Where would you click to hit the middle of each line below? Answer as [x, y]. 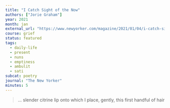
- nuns [17, 57]
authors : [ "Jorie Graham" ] [34, 15]
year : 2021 [17, 19]
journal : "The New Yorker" [34, 81]
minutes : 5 [17, 85]
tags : [11, 43]
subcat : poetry [21, 76]
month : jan [17, 24]
